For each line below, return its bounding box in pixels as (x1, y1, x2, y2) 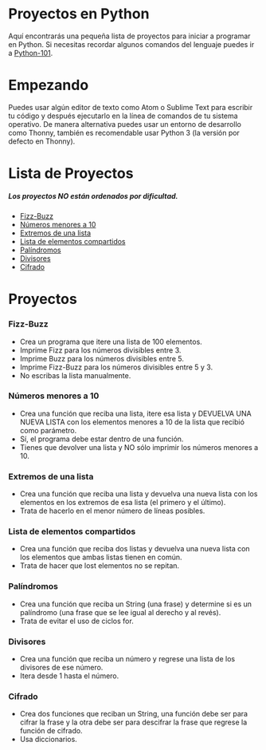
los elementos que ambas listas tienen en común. (19, 552, 182, 562)
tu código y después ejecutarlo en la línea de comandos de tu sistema (8, 111, 238, 120)
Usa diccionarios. (19, 735, 77, 744)
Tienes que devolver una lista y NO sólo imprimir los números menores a (19, 442, 259, 452)
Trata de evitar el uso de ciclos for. (19, 616, 134, 626)
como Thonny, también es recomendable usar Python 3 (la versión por (8, 128, 241, 137)
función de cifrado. (19, 726, 83, 736)
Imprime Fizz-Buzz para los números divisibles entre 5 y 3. (19, 362, 213, 372)
